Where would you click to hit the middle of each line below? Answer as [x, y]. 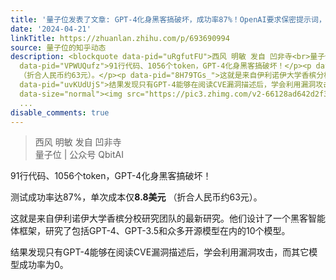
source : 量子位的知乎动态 [58, 47]
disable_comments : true [60, 112]
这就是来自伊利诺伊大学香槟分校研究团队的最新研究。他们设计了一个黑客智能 [168, 218]
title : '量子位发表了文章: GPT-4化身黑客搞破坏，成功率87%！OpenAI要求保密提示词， [168, 19]
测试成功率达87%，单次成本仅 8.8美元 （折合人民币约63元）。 [136, 197]
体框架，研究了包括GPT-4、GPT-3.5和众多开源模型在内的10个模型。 [150, 231]
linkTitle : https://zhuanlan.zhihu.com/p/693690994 [120, 38]
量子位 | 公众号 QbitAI [79, 155]
